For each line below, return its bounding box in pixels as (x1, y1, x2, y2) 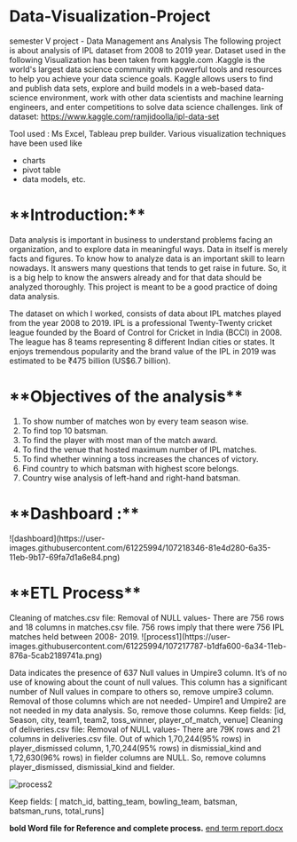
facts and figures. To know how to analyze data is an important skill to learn (9, 253, 285, 264)
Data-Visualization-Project (9, 6, 211, 27)
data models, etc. (21, 173, 86, 184)
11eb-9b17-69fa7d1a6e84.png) (9, 552, 121, 562)
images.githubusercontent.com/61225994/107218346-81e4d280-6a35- (9, 542, 271, 552)
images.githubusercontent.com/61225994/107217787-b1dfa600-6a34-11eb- (9, 640, 286, 651)
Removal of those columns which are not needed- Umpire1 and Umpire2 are (9, 695, 286, 706)
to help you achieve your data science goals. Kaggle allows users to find (9, 73, 273, 83)
